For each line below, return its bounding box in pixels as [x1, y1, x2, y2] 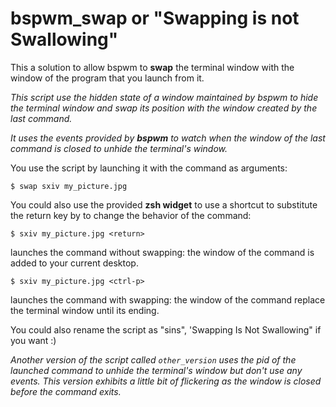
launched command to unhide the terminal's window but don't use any [10, 364, 303, 376]
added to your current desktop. [10, 257, 139, 269]
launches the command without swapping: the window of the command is [10, 246, 315, 258]
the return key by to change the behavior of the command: [10, 209, 252, 221]
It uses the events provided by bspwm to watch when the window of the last [10, 132, 326, 144]
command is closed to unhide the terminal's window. [10, 142, 228, 154]
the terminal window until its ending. [10, 304, 160, 316]
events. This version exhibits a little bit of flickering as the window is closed [10, 375, 322, 387]
